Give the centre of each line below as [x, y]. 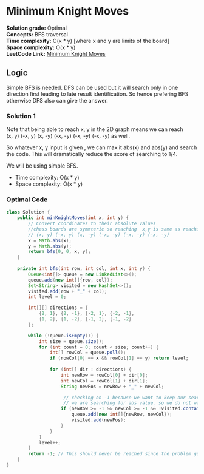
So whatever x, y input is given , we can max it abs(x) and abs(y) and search [102, 147]
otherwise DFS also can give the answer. [57, 100]
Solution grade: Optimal [36, 28]
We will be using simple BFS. [42, 166]
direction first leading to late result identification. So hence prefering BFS [97, 94]
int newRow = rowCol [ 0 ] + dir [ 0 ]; [104, 375]
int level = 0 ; [47, 297]
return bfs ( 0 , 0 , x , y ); [59, 252]
